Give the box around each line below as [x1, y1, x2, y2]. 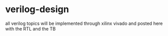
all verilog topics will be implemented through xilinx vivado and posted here [5, 20, 163, 26]
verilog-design [5, 4, 70, 15]
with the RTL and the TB [5, 25, 56, 31]
